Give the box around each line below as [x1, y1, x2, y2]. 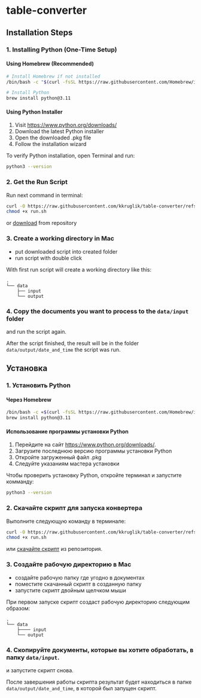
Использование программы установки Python [6, 428, 129, 435]
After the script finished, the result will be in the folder [6, 339, 139, 347]
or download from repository [6, 220, 77, 227]
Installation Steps [6, 28, 73, 38]
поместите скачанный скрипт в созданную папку [14, 580, 142, 587]
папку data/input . [6, 653, 60, 662]
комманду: [6, 478, 34, 485]
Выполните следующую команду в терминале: [6, 517, 126, 525]
